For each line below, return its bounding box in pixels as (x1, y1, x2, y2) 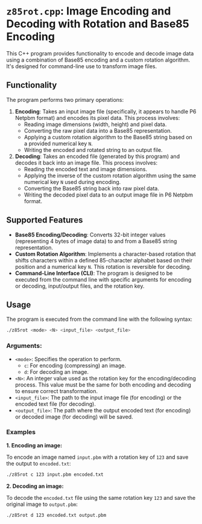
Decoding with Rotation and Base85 (6, 17, 190, 31)
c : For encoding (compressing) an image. (24, 362, 127, 369)
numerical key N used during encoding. (24, 178, 121, 185)
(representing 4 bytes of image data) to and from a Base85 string (14, 237, 177, 245)
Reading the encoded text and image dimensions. (24, 165, 148, 172)
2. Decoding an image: (6, 482, 64, 490)
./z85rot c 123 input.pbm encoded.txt (6, 472, 104, 478)
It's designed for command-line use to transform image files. (6, 62, 157, 70)
